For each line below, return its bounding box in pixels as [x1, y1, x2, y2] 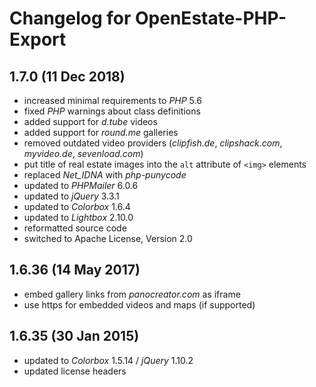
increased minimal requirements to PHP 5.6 [23, 95, 202, 106]
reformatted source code [23, 222, 127, 234]
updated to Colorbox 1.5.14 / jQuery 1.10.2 [23, 354, 194, 366]
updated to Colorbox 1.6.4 [23, 201, 131, 212]
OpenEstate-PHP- [135, 7, 287, 30]
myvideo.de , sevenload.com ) [23, 148, 144, 159]
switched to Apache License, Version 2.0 [23, 233, 193, 244]
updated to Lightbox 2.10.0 [23, 212, 134, 223]
